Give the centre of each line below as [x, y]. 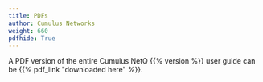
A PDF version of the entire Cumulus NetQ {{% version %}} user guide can [132, 61]
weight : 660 [28, 31]
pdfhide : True [32, 38]
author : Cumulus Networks [51, 23]
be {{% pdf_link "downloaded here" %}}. [76, 70]
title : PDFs [28, 16]
